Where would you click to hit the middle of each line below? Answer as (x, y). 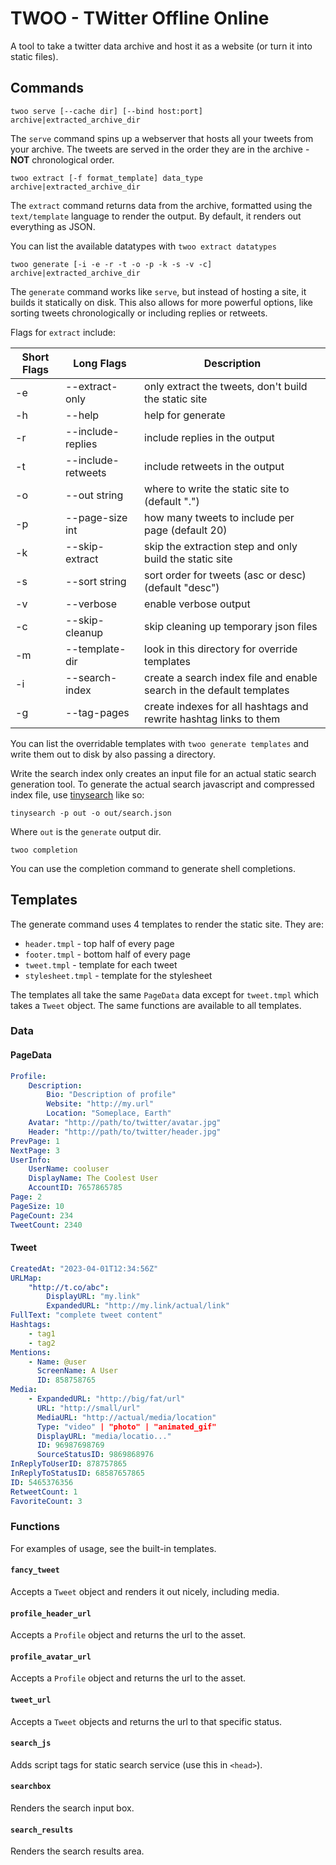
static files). (34, 56)
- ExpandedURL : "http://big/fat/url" (107, 1399)
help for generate (185, 415)
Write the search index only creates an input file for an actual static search (163, 773)
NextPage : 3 (35, 1150)
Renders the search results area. (77, 1851)
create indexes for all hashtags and (226, 706)
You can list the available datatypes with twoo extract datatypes (143, 246)
